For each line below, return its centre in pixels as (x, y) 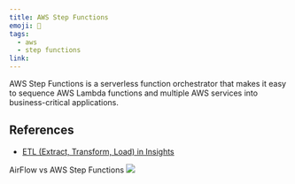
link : (19, 58)
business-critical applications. (64, 102)
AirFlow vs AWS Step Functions (67, 170)
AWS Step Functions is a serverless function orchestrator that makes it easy (147, 84)
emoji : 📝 (25, 26)
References (42, 130)
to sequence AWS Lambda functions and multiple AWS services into (134, 93)
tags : (19, 34)
